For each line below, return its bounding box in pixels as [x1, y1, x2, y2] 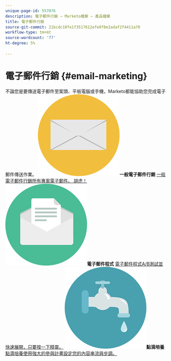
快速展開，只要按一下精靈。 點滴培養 [5, 344, 164, 350]
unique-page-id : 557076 [5, 8, 56, 13]
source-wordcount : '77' [5, 35, 56, 40]
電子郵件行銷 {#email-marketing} [5, 70, 148, 82]
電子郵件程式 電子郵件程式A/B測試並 [87, 261, 163, 267]
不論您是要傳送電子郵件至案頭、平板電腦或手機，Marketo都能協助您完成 [5, 88, 157, 94]
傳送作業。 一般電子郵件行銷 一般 [14, 171, 166, 177]
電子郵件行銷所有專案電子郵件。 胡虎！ [5, 177, 87, 184]
